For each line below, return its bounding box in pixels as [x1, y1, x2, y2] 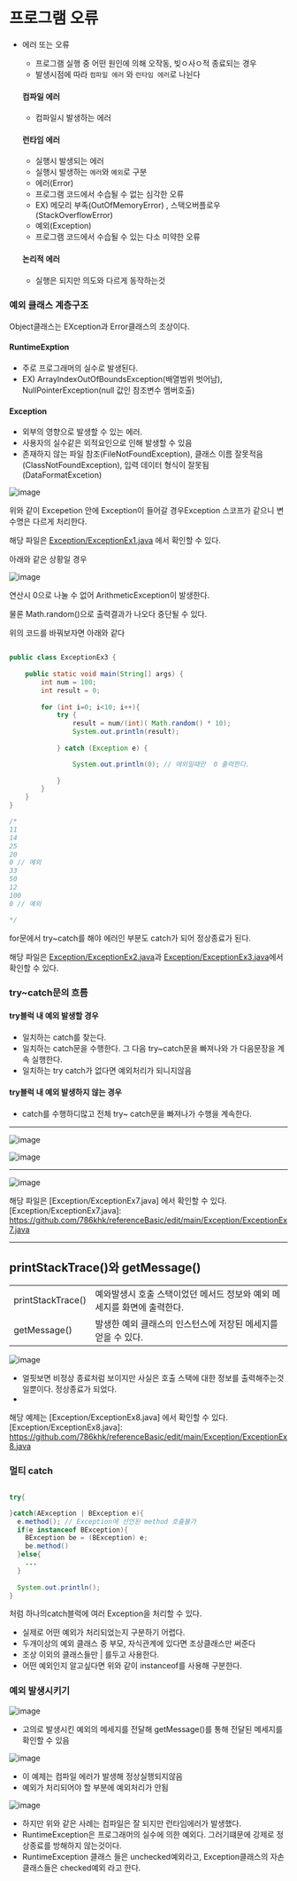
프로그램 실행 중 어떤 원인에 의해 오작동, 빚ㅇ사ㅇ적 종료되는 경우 [34, 58, 257, 68]
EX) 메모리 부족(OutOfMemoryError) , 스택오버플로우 [34, 200, 221, 211]
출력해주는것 [240, 1372, 285, 1383]
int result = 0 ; [41, 686, 101, 695]
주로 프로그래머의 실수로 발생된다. [21, 363, 139, 373]
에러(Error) [34, 178, 74, 189]
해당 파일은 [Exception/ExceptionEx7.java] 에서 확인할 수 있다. [9, 1195, 227, 1206]
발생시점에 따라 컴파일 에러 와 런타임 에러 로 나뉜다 [34, 68, 201, 80]
